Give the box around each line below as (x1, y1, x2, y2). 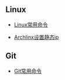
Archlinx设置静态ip (13, 34, 59, 41)
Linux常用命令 (13, 21, 48, 28)
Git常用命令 (13, 67, 42, 74)
